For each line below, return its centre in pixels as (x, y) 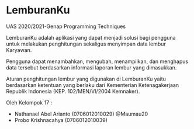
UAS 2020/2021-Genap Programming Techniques (66, 26)
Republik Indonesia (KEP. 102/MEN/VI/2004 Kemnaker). (73, 91)
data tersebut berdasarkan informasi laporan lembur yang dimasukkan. (91, 67)
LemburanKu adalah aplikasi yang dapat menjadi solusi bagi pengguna (91, 37)
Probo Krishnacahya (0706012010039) (61, 120)
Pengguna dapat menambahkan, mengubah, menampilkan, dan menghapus (97, 61)
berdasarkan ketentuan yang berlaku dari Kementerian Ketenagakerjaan (93, 85)
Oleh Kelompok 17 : (29, 102)
